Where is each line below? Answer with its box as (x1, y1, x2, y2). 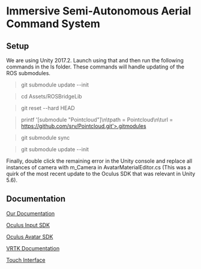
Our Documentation (6, 210, 55, 217)
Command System (6, 17, 101, 31)
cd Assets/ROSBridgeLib (20, 93, 82, 100)
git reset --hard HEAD (20, 104, 75, 112)
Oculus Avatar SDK (6, 233, 53, 240)
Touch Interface (6, 256, 46, 264)
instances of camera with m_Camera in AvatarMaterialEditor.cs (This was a (6, 164, 191, 171)
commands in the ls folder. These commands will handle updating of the (6, 63, 185, 70)
